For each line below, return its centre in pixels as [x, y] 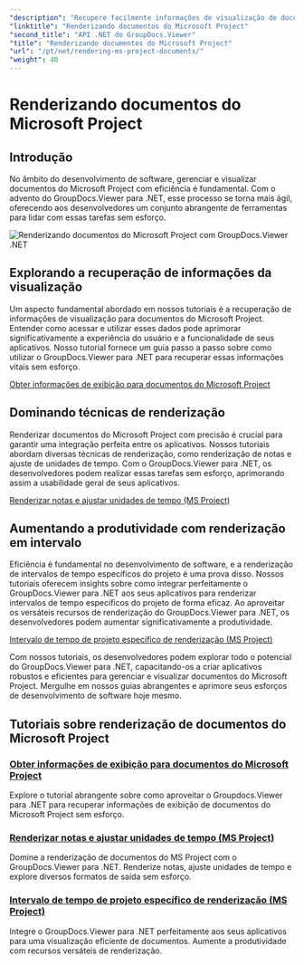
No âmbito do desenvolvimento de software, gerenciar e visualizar [133, 179]
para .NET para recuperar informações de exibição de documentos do [140, 805]
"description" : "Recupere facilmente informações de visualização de [143, 18]
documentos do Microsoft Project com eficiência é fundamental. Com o [142, 188]
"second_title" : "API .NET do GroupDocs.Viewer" [103, 34]
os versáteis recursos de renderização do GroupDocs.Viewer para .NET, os [149, 613]
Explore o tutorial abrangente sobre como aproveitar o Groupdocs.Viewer [146, 795]
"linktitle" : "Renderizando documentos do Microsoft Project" [129, 26]
